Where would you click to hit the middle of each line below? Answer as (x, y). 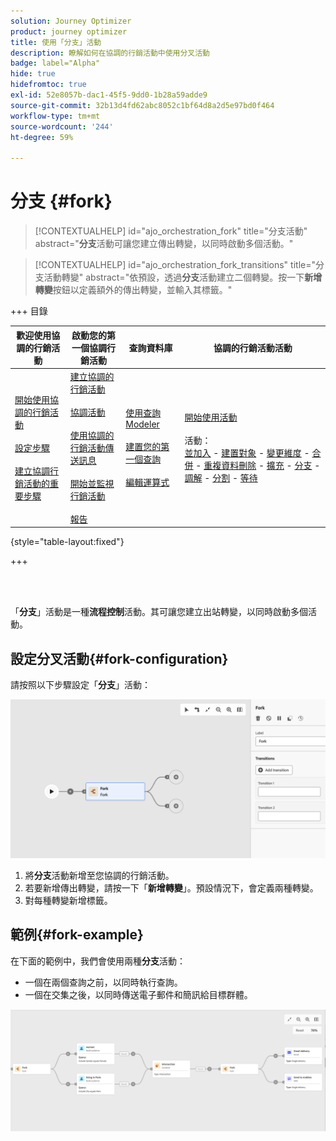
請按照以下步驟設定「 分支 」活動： (80, 685)
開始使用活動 (211, 417)
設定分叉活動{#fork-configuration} (119, 658)
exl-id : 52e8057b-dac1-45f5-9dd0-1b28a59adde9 (109, 95)
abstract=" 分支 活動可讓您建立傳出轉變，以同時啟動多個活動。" (164, 244)
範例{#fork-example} (77, 935)
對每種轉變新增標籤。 (68, 901)
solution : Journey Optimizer (71, 21)
